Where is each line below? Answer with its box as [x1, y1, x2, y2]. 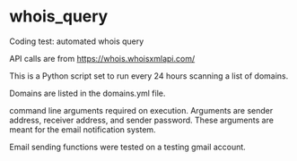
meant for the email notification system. [9, 123, 156, 135]
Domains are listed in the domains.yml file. [9, 88, 166, 98]
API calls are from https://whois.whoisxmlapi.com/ [9, 53, 196, 64]
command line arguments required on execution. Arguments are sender [9, 105, 274, 115]
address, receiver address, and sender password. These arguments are [9, 114, 274, 125]
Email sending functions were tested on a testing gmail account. [9, 141, 247, 152]
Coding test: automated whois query [9, 36, 144, 47]
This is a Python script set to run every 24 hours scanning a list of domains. [9, 70, 289, 81]
